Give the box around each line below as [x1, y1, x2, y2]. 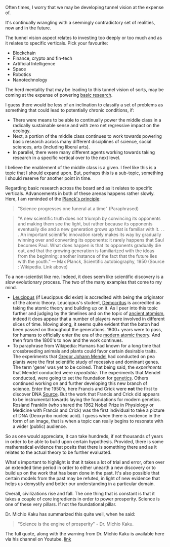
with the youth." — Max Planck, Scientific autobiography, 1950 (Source [17, 258, 165, 264]
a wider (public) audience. [12, 423, 67, 429]
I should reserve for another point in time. [5, 175, 92, 181]
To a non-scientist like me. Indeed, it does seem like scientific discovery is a [5, 273, 163, 280]
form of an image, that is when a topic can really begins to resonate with [12, 418, 163, 424]
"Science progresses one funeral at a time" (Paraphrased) [17, 206, 139, 212]
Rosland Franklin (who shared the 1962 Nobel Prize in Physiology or [12, 402, 154, 408]
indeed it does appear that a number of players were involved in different [12, 316, 165, 322]
